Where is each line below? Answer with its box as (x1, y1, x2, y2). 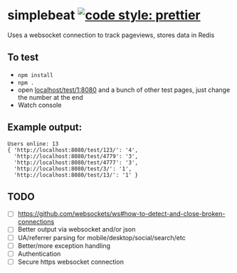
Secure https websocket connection (17, 257, 125, 266)
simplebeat (7, 7, 75, 24)
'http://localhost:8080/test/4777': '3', (14, 159, 139, 166)
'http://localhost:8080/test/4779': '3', (14, 153, 139, 160)
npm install (17, 71, 53, 78)
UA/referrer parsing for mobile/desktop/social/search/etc (17, 233, 186, 242)
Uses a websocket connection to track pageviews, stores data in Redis (7, 31, 215, 39)
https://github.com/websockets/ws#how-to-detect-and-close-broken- (17, 210, 226, 218)
